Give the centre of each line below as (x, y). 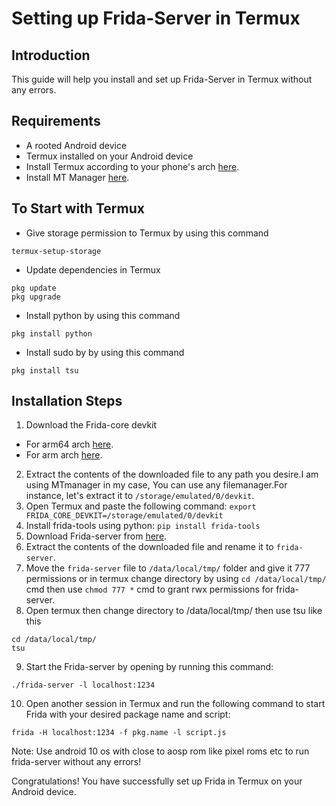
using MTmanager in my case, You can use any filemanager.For (156, 485)
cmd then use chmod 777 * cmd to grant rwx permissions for (149, 589)
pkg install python (52, 333)
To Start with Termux (78, 208)
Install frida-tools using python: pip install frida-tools (143, 526)
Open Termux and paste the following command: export (141, 506)
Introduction (51, 55)
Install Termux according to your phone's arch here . (132, 166)
